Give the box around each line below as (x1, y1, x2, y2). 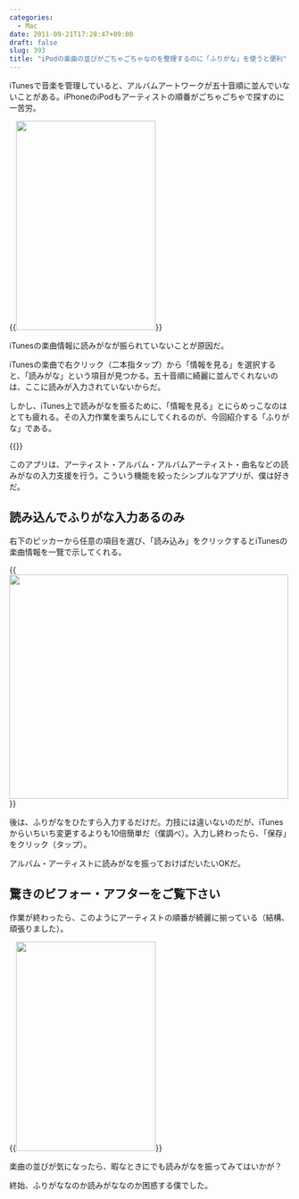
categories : (9, 12, 54, 22)
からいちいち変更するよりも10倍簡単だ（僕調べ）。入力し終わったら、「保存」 (9, 828, 287, 838)
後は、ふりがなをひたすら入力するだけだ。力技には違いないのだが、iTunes (9, 816, 284, 827)
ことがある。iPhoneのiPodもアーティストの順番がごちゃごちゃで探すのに (16, 91, 285, 102)
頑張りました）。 (9, 923, 69, 934)
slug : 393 (9, 46, 46, 55)
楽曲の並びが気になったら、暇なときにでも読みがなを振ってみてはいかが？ (9, 1161, 283, 1171)
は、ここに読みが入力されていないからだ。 (9, 381, 166, 392)
